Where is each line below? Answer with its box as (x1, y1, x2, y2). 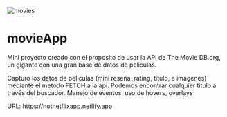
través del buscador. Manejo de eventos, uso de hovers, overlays (7, 88, 193, 96)
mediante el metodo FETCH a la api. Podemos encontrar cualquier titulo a (7, 81, 217, 89)
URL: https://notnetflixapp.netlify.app (7, 102, 113, 110)
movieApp (7, 31, 68, 46)
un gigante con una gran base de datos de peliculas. (7, 61, 157, 69)
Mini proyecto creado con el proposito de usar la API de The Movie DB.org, (7, 53, 221, 61)
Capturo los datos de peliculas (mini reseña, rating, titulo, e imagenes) (7, 74, 207, 82)
